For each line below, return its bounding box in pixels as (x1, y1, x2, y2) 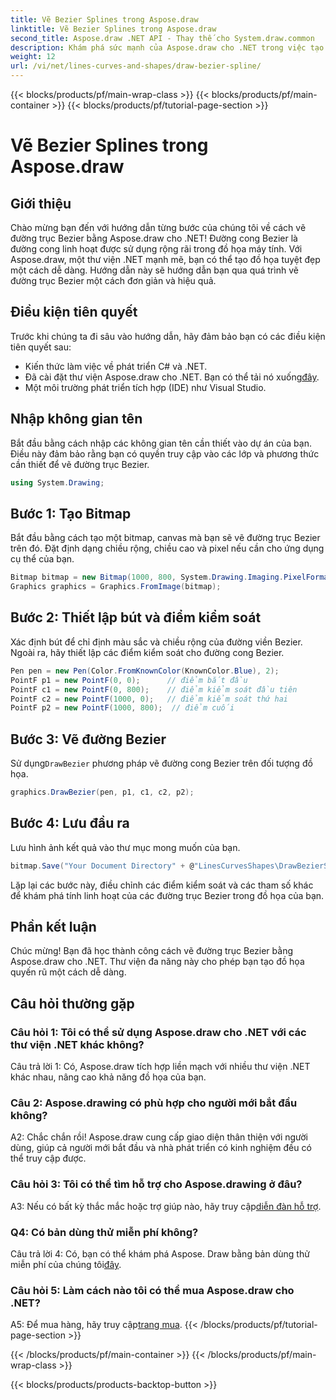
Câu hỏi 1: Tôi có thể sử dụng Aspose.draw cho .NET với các (10, 1025, 307, 1039)
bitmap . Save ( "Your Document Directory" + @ (10, 861, 195, 871)
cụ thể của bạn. (10, 553, 75, 565)
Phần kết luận (10, 919, 97, 936)
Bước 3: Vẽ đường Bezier (10, 731, 167, 748)
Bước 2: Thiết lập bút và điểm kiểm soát (10, 609, 262, 626)
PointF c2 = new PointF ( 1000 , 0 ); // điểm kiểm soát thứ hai (10, 694, 288, 704)
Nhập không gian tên (10, 411, 143, 428)
